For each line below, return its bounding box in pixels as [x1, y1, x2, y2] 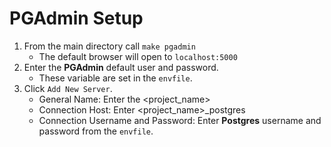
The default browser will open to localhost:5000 [38, 50, 238, 62]
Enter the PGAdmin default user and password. [23, 61, 219, 73]
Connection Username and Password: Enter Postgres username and [38, 114, 322, 126]
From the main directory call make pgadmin [23, 40, 196, 52]
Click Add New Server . [23, 82, 113, 94]
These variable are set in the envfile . [38, 72, 193, 84]
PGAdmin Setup [9, 7, 144, 30]
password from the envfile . [38, 125, 154, 137]
